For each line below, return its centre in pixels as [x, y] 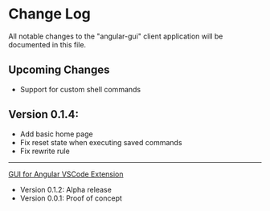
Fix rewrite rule [45, 151]
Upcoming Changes [59, 70]
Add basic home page [57, 134]
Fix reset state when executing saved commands [101, 142]
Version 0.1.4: [43, 114]
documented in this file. [47, 44]
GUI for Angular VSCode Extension [66, 174]
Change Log [49, 14]
